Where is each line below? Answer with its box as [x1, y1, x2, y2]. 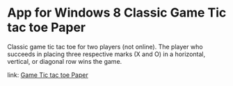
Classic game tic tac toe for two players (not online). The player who [7, 42, 203, 51]
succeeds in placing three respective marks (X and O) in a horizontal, [7, 50, 206, 58]
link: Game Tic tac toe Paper [7, 71, 88, 79]
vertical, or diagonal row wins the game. [7, 57, 122, 65]
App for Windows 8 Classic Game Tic [7, 5, 227, 21]
